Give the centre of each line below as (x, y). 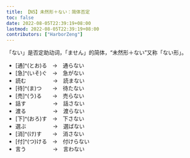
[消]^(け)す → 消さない (50, 134)
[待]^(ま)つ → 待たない (50, 88)
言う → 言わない (50, 149)
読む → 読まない (50, 81)
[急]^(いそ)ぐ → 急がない (50, 73)
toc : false (20, 18)
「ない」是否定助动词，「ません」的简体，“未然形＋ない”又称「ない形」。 (97, 53)
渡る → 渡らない (50, 111)
